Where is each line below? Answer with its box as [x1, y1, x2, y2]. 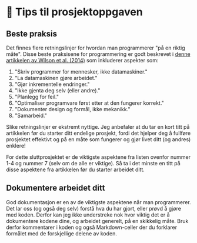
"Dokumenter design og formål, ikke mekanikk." [14, 106, 131, 112]
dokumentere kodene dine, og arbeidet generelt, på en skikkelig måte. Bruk [6, 217, 189, 224]
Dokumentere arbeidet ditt [6, 183, 105, 193]
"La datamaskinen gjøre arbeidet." [14, 75, 98, 81]
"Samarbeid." [14, 112, 47, 119]
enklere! [6, 142, 26, 149]
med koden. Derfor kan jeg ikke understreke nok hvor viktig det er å [6, 211, 170, 218]
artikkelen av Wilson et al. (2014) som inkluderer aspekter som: [6, 57, 159, 64]
